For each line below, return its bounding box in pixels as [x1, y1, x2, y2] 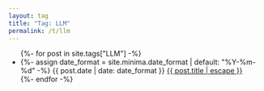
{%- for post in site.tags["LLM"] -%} [19, 49, 142, 59]
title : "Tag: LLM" [8, 19, 70, 27]
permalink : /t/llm [8, 27, 70, 35]
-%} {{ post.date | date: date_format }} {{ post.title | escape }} [36, 66, 243, 76]
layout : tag [8, 11, 49, 20]
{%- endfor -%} [19, 74, 74, 85]
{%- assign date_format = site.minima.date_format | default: [19, 57, 220, 67]
